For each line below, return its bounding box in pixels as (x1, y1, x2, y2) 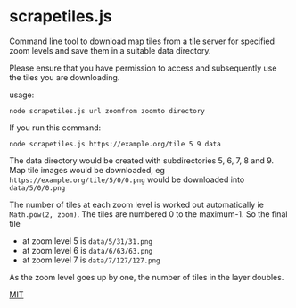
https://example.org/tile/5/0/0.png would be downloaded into (9, 174, 245, 185)
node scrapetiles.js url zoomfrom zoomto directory (9, 106, 205, 115)
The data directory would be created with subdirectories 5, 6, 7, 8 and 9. (9, 154, 275, 166)
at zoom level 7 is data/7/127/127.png (21, 254, 160, 265)
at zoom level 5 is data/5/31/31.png (21, 235, 153, 246)
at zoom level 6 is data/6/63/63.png (21, 245, 153, 255)
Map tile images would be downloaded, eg (9, 164, 165, 175)
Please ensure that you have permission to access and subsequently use (9, 62, 277, 73)
